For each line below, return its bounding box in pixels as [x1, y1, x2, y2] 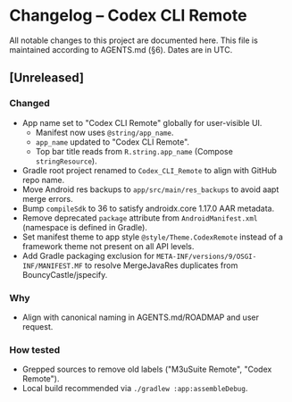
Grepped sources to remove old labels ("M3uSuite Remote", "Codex [21, 364, 272, 375]
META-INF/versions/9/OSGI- [155, 252, 257, 261]
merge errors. [21, 193, 73, 204]
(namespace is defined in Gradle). [21, 222, 147, 232]
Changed [9, 97, 51, 110]
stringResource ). [35, 155, 97, 166]
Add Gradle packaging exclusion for [21, 250, 154, 261]
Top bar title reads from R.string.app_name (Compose [35, 146, 234, 156]
